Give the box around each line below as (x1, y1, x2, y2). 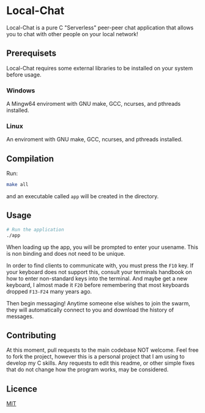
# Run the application (6, 226, 64, 233)
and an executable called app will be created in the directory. (6, 193, 159, 200)
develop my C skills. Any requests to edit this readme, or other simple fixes (6, 359, 195, 367)
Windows (6, 86, 35, 95)
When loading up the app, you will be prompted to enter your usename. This (6, 243, 199, 251)
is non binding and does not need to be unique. (6, 250, 125, 257)
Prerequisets (6, 48, 57, 59)
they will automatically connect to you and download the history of (6, 306, 174, 313)
